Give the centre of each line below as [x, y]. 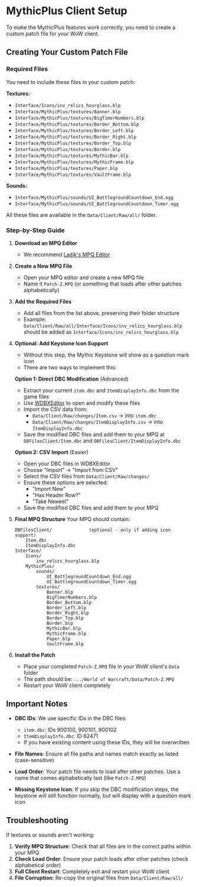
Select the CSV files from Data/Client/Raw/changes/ [86, 476]
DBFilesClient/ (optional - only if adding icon [93, 530]
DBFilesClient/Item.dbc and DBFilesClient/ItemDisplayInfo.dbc [102, 441]
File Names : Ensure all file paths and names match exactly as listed [96, 754]
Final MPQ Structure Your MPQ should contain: [73, 519]
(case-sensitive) [35, 760]
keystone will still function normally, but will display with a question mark [103, 795]
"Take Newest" [50, 501]
